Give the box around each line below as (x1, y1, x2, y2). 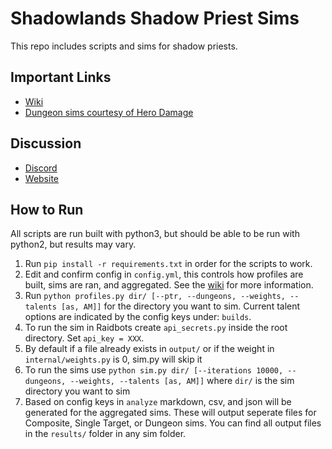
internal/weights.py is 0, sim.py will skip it (24, 353, 203, 366)
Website (24, 172, 60, 184)
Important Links (10, 69, 112, 86)
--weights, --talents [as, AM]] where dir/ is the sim (69, 375, 295, 387)
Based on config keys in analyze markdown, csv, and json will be (24, 396, 292, 408)
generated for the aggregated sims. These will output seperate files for (24, 407, 317, 419)
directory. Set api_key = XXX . (24, 332, 145, 344)
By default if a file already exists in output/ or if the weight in (24, 343, 275, 355)
